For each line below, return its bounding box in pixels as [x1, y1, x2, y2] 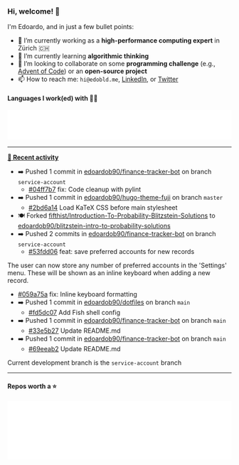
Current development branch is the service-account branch [7, 358, 182, 367]
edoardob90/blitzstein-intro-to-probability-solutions [17, 222, 171, 230]
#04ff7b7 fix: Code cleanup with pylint [28, 185, 142, 194]
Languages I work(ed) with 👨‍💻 [7, 94, 98, 102]
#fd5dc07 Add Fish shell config [28, 309, 121, 317]
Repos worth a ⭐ [7, 382, 57, 390]
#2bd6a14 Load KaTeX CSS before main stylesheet [28, 203, 178, 212]
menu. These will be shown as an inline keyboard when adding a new [7, 269, 211, 277]
